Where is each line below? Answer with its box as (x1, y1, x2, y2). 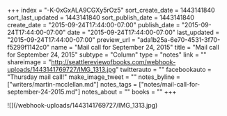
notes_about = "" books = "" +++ (81, 87, 177, 96)
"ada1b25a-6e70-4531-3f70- (136, 36, 221, 44)
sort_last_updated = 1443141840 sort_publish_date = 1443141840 (7, 13, 195, 22)
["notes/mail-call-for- (139, 80, 201, 88)
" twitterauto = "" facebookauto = (116, 66, 212, 73)
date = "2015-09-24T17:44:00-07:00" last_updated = (67, 28, 220, 36)
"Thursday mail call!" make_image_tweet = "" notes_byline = (7, 73, 181, 81)
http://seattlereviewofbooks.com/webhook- (51, 58, 176, 66)
